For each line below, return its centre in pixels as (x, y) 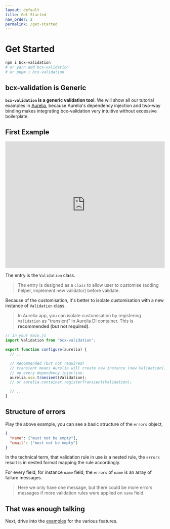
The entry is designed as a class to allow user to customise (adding (88, 285)
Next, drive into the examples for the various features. (61, 521)
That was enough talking (45, 509)
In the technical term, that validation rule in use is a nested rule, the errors (83, 457)
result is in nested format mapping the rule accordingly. (63, 463)
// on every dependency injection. (47, 373)
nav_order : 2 (19, 19)
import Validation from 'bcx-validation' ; (51, 341)
